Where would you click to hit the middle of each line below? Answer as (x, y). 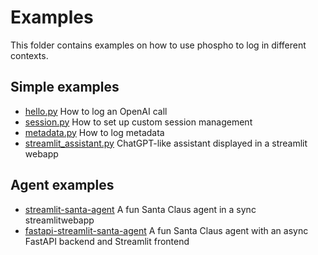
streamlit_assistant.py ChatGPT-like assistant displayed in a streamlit (166, 143)
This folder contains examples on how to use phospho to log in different (158, 45)
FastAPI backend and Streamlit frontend (107, 241)
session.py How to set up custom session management (138, 122)
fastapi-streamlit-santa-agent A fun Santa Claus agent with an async (166, 230)
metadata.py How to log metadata (94, 132)
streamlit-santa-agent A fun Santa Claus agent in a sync (140, 209)
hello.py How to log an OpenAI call (96, 111)
